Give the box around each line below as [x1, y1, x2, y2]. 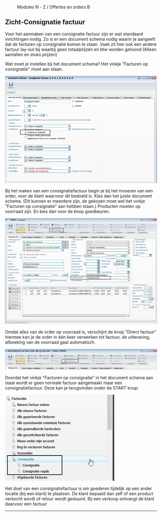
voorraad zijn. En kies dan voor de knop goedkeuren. [5, 208, 110, 215]
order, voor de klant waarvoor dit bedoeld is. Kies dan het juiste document [5, 193, 152, 199]
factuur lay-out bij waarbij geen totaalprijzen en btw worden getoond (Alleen [5, 46, 157, 52]
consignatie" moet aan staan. [5, 66, 63, 72]
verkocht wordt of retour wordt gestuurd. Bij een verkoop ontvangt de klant [5, 496, 154, 501]
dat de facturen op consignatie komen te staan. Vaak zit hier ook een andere [5, 41, 157, 47]
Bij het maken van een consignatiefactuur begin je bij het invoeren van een [5, 188, 153, 194]
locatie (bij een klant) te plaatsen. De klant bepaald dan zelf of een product [5, 490, 153, 496]
